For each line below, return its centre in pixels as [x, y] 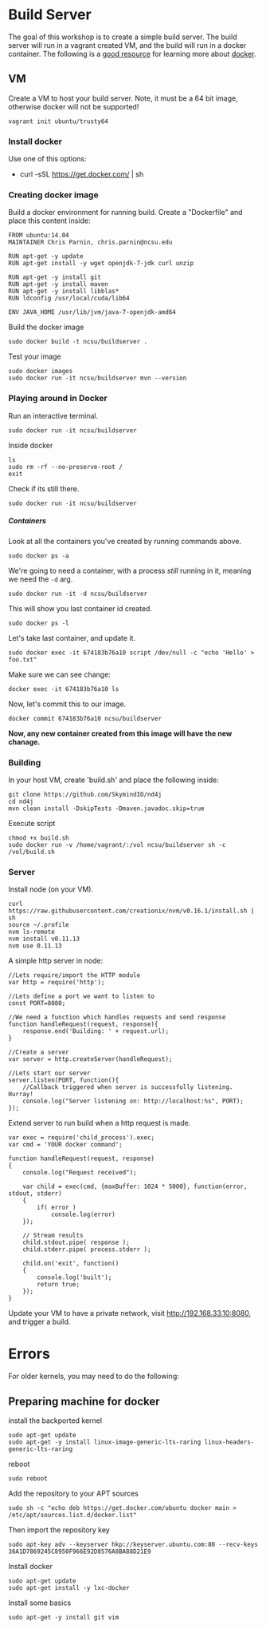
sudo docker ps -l [39, 623]
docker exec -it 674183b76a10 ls [64, 689]
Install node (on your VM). [51, 889]
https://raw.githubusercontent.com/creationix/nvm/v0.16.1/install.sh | [131, 911]
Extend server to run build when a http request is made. [100, 1123]
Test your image [35, 356]
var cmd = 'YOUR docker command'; [66, 1145]
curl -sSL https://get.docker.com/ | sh [82, 174]
